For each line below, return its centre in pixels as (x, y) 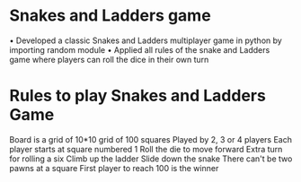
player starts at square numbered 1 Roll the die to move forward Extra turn (146, 149)
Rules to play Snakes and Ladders (138, 96)
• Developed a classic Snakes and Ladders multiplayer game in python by (146, 40)
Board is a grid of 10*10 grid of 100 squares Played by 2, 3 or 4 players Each (150, 139)
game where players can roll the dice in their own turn (109, 59)
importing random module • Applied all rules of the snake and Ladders (140, 49)
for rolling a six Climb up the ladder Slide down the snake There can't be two (151, 159)
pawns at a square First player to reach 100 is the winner (114, 168)
